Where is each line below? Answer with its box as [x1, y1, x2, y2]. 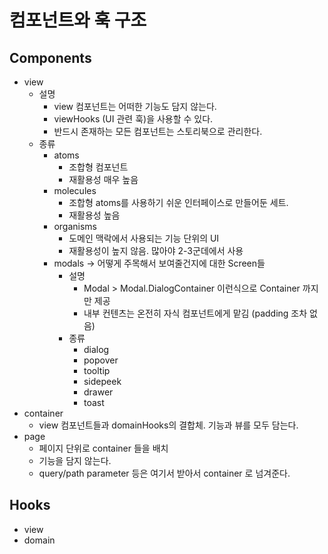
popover [83, 354, 119, 366]
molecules [53, 185, 97, 196]
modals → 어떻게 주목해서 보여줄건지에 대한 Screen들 [53, 257, 266, 269]
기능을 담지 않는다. [38, 455, 112, 466]
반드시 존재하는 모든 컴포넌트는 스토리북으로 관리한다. [53, 126, 263, 137]
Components [9, 49, 92, 66]
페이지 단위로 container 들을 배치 [38, 442, 169, 454]
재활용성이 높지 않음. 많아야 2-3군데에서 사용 [68, 245, 244, 256]
